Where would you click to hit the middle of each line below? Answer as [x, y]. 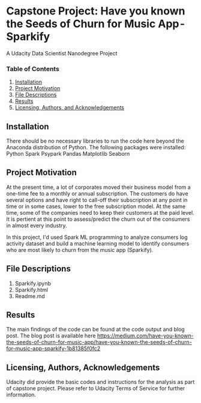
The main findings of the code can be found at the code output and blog [95, 330]
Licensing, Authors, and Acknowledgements [70, 108]
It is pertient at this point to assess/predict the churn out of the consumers [98, 219]
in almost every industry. [37, 225]
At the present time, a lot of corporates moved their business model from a [98, 187]
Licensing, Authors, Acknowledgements [83, 367]
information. [21, 395]
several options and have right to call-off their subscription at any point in [97, 200]
